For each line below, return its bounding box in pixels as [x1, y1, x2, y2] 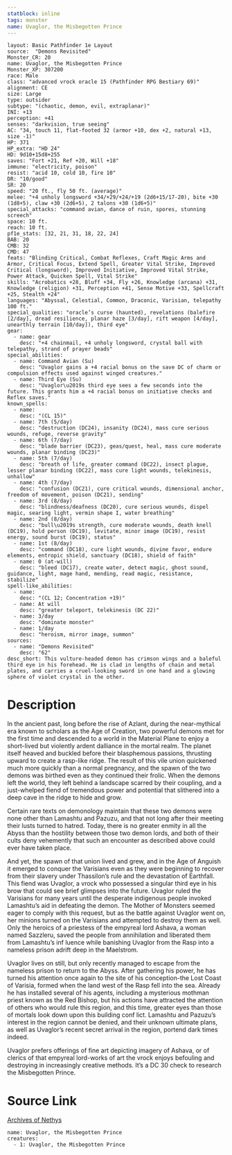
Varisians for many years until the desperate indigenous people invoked [7, 894, 212, 902]
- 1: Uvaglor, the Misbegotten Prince [13, 1141, 126, 1149]
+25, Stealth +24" [7, 291, 60, 298]
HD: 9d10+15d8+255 [7, 151, 60, 158]
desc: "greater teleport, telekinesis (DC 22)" [19, 607, 159, 614]
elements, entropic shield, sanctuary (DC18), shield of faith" [7, 553, 197, 559]
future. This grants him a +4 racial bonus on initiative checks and [7, 388, 213, 396]
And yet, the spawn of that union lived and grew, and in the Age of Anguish [7, 857, 222, 866]
